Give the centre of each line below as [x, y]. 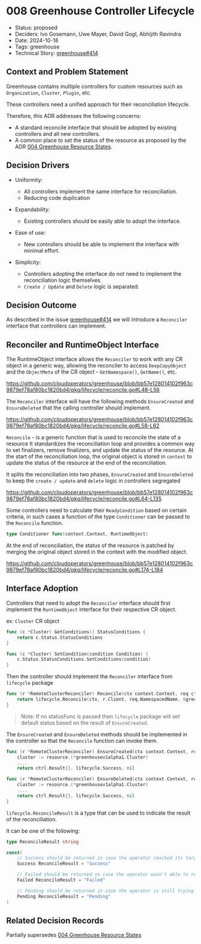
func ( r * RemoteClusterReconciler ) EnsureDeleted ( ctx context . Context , [97, 779]
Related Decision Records [55, 920]
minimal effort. [42, 250]
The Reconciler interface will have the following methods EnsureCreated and [100, 402]
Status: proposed [36, 28]
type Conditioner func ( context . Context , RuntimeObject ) [77, 534]
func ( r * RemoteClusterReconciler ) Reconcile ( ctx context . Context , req [97, 694]
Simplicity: [28, 262]
